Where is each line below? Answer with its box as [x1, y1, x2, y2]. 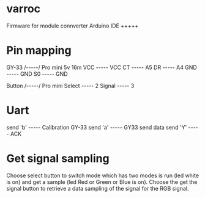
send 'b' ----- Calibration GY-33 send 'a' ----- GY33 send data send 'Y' [6, 123, 187, 131]
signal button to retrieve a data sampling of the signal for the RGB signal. [6, 185, 189, 192]
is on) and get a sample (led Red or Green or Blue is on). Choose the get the [6, 178, 198, 185]
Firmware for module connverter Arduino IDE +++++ [6, 22, 139, 29]
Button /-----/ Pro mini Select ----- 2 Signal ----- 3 [6, 82, 135, 89]
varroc [6, 2, 41, 16]
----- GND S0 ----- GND [6, 70, 69, 78]
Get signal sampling [6, 152, 110, 165]
